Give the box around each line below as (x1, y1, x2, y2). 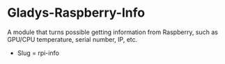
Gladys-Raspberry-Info (7, 5, 145, 21)
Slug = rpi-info (17, 49, 59, 57)
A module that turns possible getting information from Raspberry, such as (7, 28, 218, 36)
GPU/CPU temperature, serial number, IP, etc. (7, 35, 138, 43)
